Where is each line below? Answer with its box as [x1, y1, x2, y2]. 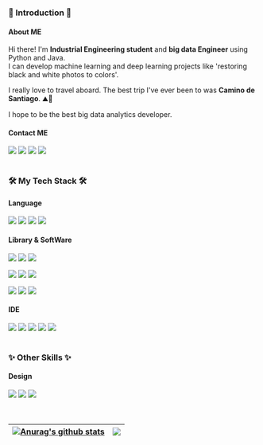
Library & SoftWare [8, 235, 72, 245]
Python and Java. [8, 53, 66, 63]
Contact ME [8, 127, 48, 138]
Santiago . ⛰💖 [8, 94, 53, 103]
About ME [8, 27, 42, 37]
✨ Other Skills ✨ [8, 352, 72, 363]
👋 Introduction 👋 [8, 7, 72, 18]
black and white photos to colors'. [8, 70, 119, 80]
